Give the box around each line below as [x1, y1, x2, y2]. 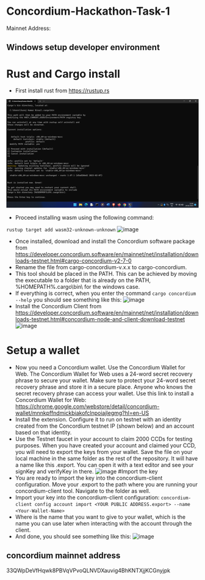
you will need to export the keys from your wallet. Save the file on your [15, 448, 193, 455]
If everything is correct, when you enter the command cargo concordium [15, 289, 196, 297]
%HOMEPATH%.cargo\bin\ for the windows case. [15, 283, 140, 290]
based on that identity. [15, 428, 72, 436]
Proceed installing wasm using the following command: [15, 214, 154, 221]
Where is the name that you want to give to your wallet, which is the [15, 513, 186, 521]
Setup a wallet [6, 343, 80, 357]
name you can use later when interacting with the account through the [15, 519, 192, 527]
